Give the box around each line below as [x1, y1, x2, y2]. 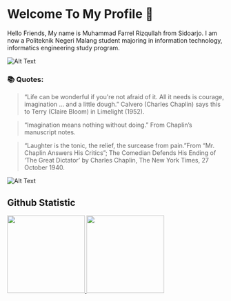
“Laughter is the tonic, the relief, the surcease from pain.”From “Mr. [23, 141, 215, 150]
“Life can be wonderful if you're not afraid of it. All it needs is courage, [23, 93, 224, 101]
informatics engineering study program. [7, 43, 121, 52]
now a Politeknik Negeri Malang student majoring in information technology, [7, 36, 223, 44]
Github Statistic [7, 196, 76, 209]
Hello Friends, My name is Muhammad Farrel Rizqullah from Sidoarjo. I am [7, 29, 218, 37]
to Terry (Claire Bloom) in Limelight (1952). [23, 107, 145, 116]
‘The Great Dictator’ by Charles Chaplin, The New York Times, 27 [23, 156, 209, 165]
